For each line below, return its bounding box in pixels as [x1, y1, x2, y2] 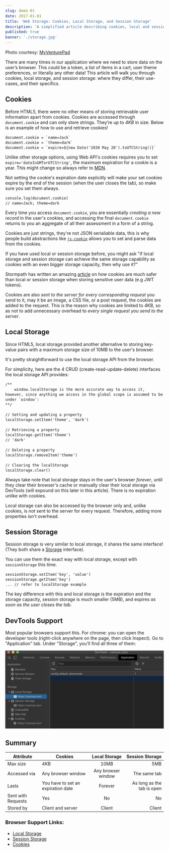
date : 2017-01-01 [5, 13, 42, 19]
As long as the [132, 780, 162, 786]
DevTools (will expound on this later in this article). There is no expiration [5, 487, 156, 493]
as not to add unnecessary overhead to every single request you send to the [5, 308, 163, 314]
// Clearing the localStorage [5, 463, 69, 468]
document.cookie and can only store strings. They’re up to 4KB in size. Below [5, 119, 164, 125]
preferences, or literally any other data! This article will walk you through [5, 70, 155, 76]
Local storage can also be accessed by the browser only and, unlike [5, 503, 146, 509]
